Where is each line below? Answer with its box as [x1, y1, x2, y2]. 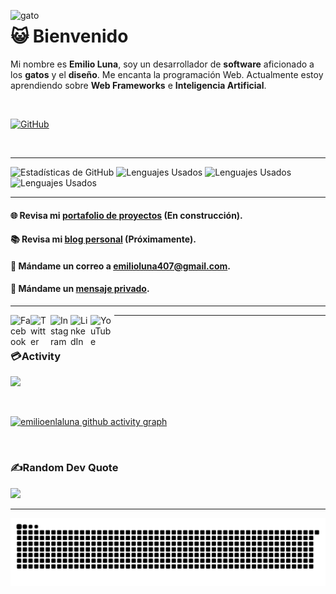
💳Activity [10, 349, 62, 363]
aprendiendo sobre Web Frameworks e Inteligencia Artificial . [10, 79, 267, 91]
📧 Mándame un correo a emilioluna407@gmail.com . [10, 260, 231, 272]
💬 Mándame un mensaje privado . [10, 283, 150, 295]
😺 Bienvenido [10, 25, 129, 48]
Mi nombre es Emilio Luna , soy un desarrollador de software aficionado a [10, 58, 315, 70]
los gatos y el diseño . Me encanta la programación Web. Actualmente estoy [10, 68, 324, 80]
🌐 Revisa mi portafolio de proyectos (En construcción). [10, 209, 243, 221]
